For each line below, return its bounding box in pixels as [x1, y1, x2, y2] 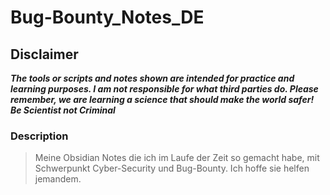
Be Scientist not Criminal [10, 104, 116, 116]
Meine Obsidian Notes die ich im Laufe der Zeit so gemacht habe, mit [34, 152, 320, 164]
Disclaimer [10, 46, 79, 63]
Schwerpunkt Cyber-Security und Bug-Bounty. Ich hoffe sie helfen [34, 162, 310, 175]
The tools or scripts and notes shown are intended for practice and [10, 72, 295, 84]
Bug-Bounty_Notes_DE [10, 6, 205, 29]
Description [10, 129, 69, 143]
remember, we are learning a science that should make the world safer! [10, 94, 315, 105]
